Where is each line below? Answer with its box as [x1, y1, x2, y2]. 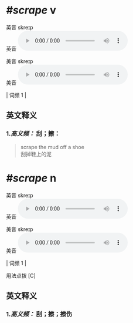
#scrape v [6, 4, 57, 17]
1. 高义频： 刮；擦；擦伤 [6, 310, 72, 318]
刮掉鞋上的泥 [20, 150, 52, 157]
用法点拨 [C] [6, 272, 36, 279]
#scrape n [6, 172, 57, 184]
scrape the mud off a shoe [20, 143, 85, 150]
